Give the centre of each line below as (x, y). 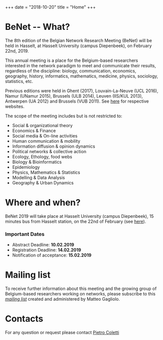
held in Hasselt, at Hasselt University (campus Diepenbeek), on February (79, 46)
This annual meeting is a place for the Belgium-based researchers (72, 60)
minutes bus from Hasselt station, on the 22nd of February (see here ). (76, 221)
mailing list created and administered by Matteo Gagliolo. (62, 299)
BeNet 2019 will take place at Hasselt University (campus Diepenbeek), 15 (80, 216)
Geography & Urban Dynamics (43, 183)
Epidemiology (26, 167)
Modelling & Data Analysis (38, 177)
